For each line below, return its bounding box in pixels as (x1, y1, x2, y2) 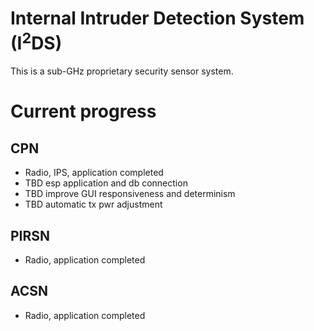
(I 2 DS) (10, 28, 63, 55)
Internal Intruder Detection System (10, 7, 305, 30)
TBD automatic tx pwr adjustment (24, 198, 163, 211)
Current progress (10, 100, 157, 123)
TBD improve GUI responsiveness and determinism (24, 188, 236, 200)
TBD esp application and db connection (24, 177, 188, 189)
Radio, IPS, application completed (24, 167, 164, 179)
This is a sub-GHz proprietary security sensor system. (10, 65, 234, 77)
